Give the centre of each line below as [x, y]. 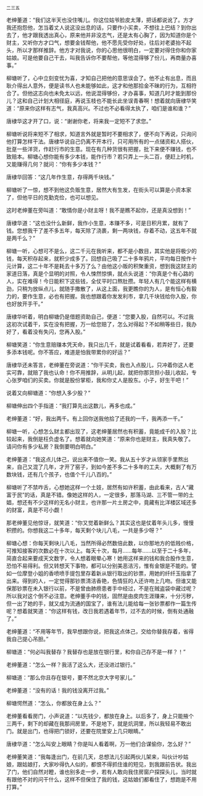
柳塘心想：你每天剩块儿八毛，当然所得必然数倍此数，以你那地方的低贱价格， [101, 543]
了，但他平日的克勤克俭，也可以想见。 [54, 197]
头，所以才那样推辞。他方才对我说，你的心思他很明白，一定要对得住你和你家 [101, 50]
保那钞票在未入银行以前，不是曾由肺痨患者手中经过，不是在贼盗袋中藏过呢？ [101, 588]
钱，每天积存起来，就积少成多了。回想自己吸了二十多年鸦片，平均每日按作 [99, 258]
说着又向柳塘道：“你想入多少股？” [48, 393]
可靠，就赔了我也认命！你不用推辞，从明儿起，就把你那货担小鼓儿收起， [101, 372]
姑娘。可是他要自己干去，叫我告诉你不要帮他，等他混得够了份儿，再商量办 [99, 58]
